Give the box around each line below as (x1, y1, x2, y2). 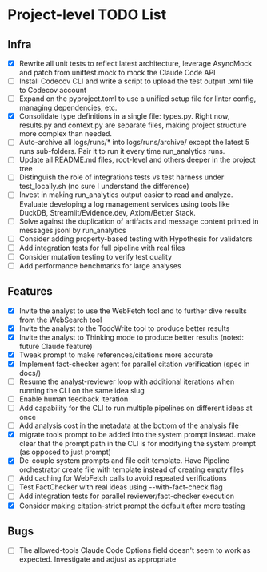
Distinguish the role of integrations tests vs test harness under (18, 172, 225, 182)
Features (7, 284, 53, 298)
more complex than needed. (18, 129, 113, 139)
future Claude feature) (18, 341, 93, 351)
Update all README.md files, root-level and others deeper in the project (18, 155, 256, 165)
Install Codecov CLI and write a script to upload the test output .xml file (18, 76, 253, 86)
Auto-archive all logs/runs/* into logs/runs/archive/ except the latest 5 (18, 138, 250, 147)
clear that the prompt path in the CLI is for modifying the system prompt (18, 439, 257, 449)
